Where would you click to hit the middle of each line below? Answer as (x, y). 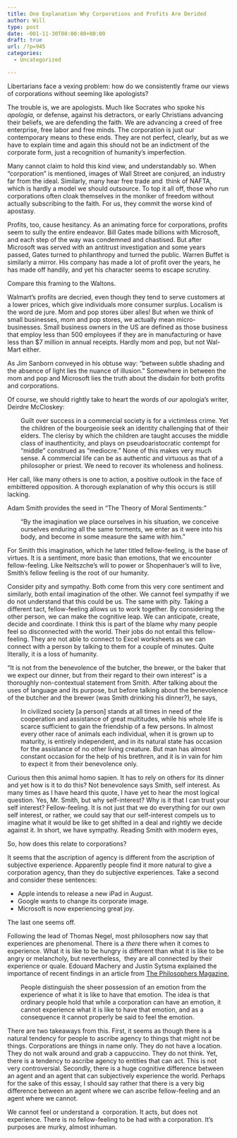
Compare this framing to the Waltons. (62, 283)
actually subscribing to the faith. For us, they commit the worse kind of (110, 203)
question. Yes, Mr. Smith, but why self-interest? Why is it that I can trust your (119, 800)
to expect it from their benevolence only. (80, 764)
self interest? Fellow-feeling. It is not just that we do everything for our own (116, 807)
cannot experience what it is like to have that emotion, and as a (112, 1010)
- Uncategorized (37, 60)
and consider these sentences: (52, 880)
